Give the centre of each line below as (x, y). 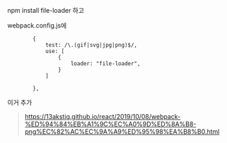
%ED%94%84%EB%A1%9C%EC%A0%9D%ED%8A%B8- (110, 124)
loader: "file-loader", (105, 64)
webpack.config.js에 (37, 25)
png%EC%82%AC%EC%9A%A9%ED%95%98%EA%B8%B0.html (122, 132)
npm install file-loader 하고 (46, 10)
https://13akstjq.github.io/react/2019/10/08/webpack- (103, 116)
